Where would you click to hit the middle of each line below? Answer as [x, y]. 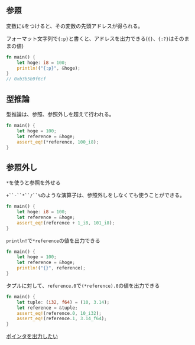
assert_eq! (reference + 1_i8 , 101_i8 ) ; [66, 223]
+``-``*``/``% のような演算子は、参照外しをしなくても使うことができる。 [95, 195]
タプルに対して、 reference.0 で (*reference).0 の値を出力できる [83, 285]
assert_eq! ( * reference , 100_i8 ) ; [58, 142]
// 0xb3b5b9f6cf [26, 79]
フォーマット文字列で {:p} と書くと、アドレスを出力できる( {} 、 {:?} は [90, 38]
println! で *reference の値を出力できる [53, 240]
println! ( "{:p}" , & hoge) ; [49, 68]
